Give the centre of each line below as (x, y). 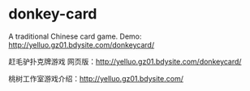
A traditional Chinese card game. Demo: (75, 36)
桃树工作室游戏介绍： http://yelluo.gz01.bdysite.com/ (96, 78)
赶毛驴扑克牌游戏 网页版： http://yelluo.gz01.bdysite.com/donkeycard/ (125, 61)
